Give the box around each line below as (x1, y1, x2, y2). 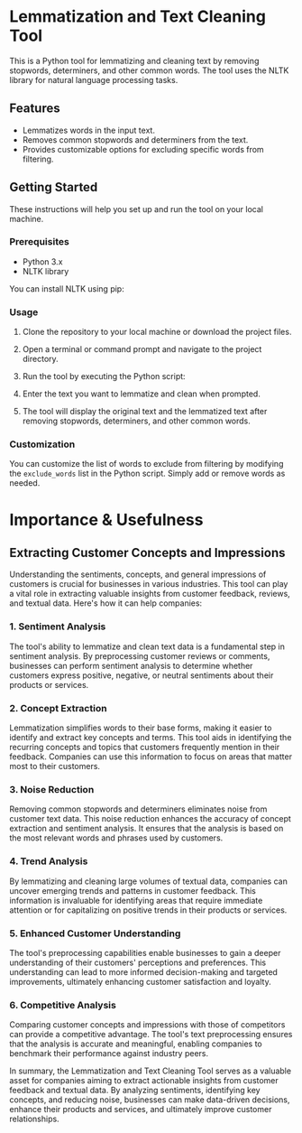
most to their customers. (9, 761, 101, 772)
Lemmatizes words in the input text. (22, 125, 156, 135)
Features (9, 101, 60, 116)
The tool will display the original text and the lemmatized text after (22, 406, 268, 417)
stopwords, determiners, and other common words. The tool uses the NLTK (9, 65, 289, 76)
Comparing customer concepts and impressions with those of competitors (9, 1019, 286, 1030)
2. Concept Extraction (9, 701, 107, 714)
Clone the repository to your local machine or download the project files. (22, 327, 292, 338)
